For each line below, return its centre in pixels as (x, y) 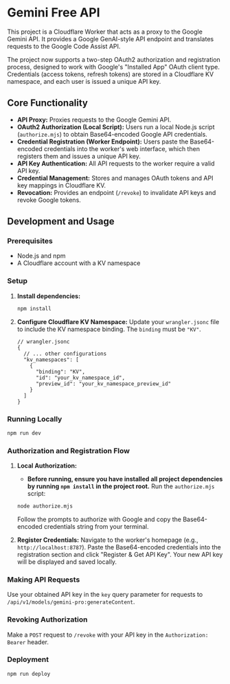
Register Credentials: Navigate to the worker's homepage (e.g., (107, 540)
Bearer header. (28, 642)
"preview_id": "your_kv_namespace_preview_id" (103, 384)
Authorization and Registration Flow (69, 451)
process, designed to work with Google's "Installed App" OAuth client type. (113, 67)
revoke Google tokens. (49, 200)
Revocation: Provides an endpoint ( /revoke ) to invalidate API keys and (116, 192)
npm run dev (24, 433)
